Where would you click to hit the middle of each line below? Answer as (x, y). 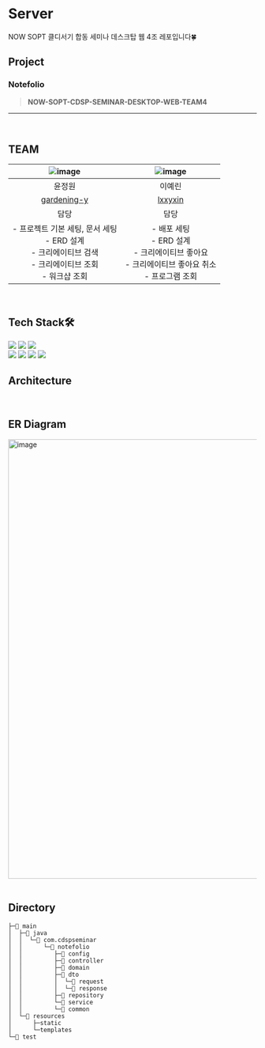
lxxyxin (170, 200)
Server (31, 14)
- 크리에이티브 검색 (65, 252)
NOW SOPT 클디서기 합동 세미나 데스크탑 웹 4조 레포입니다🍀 (103, 36)
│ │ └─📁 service (50, 1002)
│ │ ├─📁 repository (56, 995)
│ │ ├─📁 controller (56, 961)
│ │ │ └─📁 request (56, 982)
